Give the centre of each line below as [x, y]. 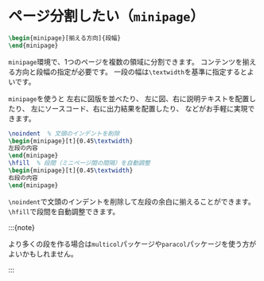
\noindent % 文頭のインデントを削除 [64, 133]
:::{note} [22, 227]
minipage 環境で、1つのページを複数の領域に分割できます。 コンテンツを [125, 61]
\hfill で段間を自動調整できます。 [64, 211]
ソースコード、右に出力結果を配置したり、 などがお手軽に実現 [146, 108]
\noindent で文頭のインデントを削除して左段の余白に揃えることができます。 [132, 201]
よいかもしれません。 [43, 254]
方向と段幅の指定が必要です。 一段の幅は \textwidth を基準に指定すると [131, 72]
